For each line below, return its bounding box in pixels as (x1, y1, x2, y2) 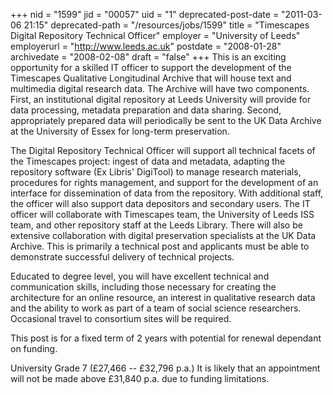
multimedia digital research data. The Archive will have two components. (10, 83, 310, 94)
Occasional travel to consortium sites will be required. (10, 313, 232, 324)
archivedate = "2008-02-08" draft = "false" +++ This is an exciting (10, 51, 287, 63)
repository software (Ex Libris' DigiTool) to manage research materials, (10, 166, 302, 178)
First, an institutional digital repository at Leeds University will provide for (10, 94, 312, 105)
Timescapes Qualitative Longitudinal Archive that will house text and (10, 72, 292, 84)
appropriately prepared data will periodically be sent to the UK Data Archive (10, 115, 322, 126)
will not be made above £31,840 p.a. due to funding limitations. (10, 373, 270, 384)
